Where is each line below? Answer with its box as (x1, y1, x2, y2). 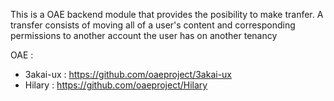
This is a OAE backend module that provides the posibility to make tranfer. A (10, 9, 324, 20)
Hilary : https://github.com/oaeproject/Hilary (24, 79, 208, 91)
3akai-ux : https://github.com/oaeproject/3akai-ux (24, 69, 232, 80)
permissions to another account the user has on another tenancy (10, 30, 278, 41)
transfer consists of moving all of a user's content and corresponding (10, 19, 296, 31)
